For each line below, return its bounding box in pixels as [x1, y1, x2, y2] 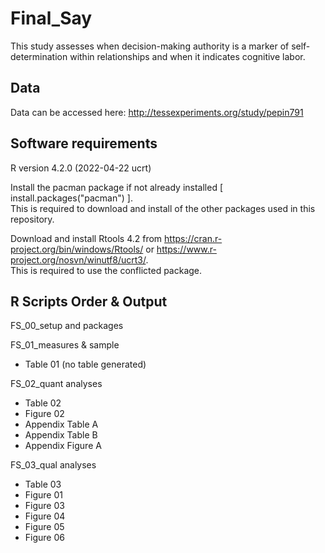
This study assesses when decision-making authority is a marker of [10, 40, 290, 52]
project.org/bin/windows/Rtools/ [10, 243, 144, 255]
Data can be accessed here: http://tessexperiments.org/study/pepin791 [10, 106, 304, 118]
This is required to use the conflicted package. [10, 264, 203, 276]
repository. [10, 213, 55, 225]
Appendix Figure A [24, 440, 102, 452]
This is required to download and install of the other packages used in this [10, 202, 316, 214]
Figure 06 [24, 532, 65, 544]
